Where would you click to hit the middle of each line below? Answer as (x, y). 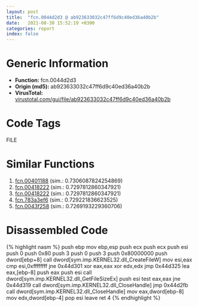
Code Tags (33, 124)
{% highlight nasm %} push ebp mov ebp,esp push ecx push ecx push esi (97, 247)
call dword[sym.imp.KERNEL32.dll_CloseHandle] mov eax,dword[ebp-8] (95, 291)
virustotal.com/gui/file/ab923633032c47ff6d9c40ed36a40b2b (93, 99)
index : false (22, 34)
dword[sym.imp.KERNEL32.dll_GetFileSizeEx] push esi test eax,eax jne (93, 278)
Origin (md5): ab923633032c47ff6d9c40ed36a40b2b (83, 87)
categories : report (31, 28)
